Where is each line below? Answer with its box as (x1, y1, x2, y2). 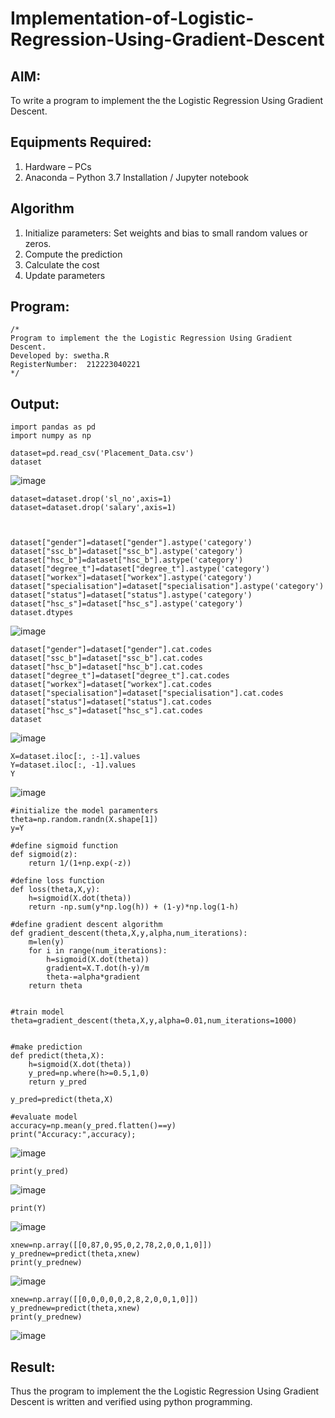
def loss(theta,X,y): (10, 885, 101, 895)
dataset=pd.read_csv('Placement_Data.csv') (10, 448, 195, 459)
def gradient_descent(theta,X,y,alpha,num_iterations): (10, 928, 248, 939)
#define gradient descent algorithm (10, 920, 163, 930)
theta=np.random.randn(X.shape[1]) (10, 815, 159, 825)
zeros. (24, 237, 52, 249)
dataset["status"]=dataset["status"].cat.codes (10, 697, 213, 707)
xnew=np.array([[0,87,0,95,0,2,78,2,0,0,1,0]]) (10, 1240, 213, 1251)
